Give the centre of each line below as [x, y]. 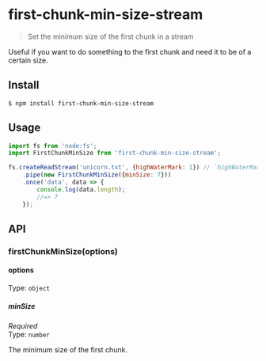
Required [23, 326]
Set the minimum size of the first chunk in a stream [110, 36]
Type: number [29, 335]
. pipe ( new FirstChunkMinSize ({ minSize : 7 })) [97, 175]
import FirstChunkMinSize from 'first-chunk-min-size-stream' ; [115, 153]
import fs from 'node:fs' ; [53, 146]
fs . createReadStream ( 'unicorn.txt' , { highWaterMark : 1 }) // [110, 168]
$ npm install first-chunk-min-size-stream [81, 103]
